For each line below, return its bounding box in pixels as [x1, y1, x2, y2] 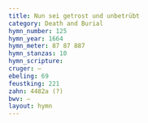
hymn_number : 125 [8, 27, 67, 35]
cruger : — [8, 65, 42, 73]
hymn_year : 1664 [8, 34, 63, 43]
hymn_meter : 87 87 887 [8, 42, 85, 50]
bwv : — [8, 95, 31, 103]
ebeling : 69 [8, 72, 49, 80]
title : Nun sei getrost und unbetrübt [8, 11, 140, 20]
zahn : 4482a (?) [8, 87, 63, 95]
